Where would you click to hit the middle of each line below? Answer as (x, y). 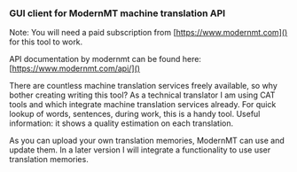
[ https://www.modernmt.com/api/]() (74, 68)
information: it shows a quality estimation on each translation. (121, 123)
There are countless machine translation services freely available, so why (143, 86)
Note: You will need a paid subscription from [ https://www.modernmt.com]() (148, 33)
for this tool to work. (46, 42)
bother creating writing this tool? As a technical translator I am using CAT (142, 95)
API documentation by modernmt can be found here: (106, 59)
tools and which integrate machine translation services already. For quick (143, 105)
